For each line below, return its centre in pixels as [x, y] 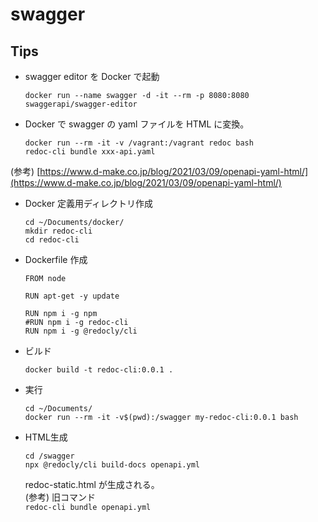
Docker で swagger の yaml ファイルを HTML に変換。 [137, 124]
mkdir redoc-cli [58, 231]
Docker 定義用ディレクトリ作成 [89, 203]
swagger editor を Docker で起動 [92, 76]
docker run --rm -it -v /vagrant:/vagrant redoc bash [139, 143]
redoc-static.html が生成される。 [92, 484]
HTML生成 [46, 437]
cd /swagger [49, 456]
